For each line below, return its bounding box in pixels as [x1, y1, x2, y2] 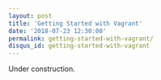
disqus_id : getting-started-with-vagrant [8, 42, 150, 50]
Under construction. [8, 64, 75, 74]
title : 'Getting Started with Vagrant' [8, 19, 143, 27]
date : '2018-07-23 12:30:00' [8, 27, 107, 35]
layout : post [8, 11, 53, 20]
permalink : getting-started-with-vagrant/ [8, 34, 154, 43]
